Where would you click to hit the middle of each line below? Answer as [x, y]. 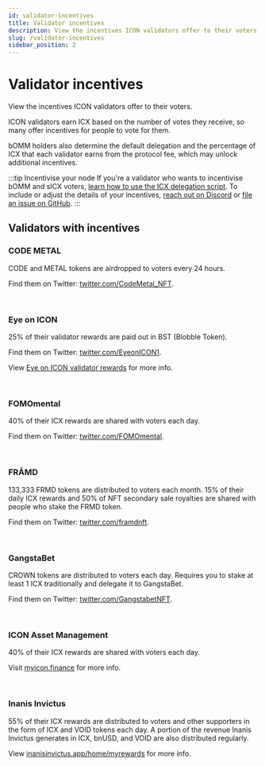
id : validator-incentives [51, 15]
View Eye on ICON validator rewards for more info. [90, 368]
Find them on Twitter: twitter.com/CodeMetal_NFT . [91, 284]
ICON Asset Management [58, 635]
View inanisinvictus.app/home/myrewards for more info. [100, 753]
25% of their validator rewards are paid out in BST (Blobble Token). [118, 337]
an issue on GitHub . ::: [44, 203]
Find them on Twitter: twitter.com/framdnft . [79, 522]
